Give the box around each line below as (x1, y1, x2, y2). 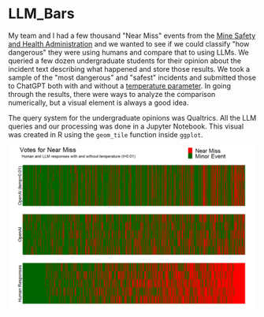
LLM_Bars (8, 5, 75, 23)
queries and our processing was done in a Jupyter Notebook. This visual (8, 121, 244, 131)
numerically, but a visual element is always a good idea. (8, 98, 189, 107)
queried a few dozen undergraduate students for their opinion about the (8, 56, 242, 65)
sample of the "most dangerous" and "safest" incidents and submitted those (8, 73, 256, 82)
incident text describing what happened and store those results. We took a (8, 64, 251, 73)
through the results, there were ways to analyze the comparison (8, 89, 216, 99)
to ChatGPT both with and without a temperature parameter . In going (8, 80, 231, 91)
